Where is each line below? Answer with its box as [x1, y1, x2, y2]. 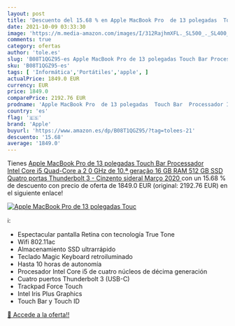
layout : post [7, 10, 45, 17]
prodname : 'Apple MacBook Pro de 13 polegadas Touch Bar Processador [7, 101, 224, 108]
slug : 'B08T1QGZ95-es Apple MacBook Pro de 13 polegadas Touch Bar [7, 56, 208, 63]
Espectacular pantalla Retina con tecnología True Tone [17, 230, 175, 239]
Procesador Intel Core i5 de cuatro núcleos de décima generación [17, 267, 208, 276]
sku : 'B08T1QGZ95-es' [7, 62, 71, 69]
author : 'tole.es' [7, 50, 61, 57]
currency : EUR [7, 82, 49, 89]
